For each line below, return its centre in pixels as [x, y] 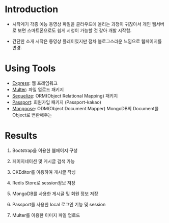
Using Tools [30, 68]
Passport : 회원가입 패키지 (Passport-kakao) [57, 102]
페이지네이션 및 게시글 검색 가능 [43, 161]
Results [21, 136]
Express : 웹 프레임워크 [35, 83]
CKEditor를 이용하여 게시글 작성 [44, 172]
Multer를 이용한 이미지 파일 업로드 [46, 215]
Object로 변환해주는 [32, 115]
